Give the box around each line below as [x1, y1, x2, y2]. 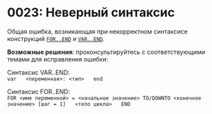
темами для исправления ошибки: [7, 55, 109, 63]
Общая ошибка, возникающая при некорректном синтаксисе [7, 27, 188, 35]
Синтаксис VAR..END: [7, 68, 70, 76]
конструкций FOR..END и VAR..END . [7, 34, 105, 42]
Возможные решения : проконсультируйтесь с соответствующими [7, 48, 206, 56]
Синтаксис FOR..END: [7, 87, 70, 96]
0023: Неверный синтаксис [7, 5, 176, 20]
